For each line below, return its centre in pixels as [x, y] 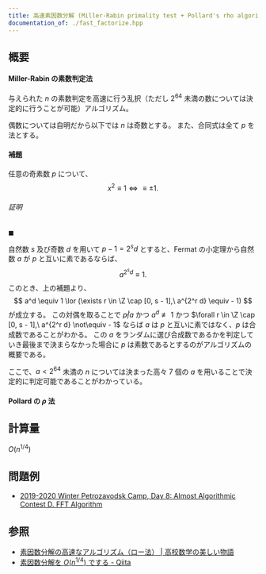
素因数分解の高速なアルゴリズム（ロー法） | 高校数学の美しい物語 [127, 552]
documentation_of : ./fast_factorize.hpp [76, 23]
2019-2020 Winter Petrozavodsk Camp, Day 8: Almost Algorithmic [127, 496]
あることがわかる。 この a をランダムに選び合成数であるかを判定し [138, 334]
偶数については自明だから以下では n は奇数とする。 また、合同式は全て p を [131, 125]
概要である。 [29, 354]
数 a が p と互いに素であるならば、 [65, 259]
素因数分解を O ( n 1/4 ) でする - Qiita [75, 562]
